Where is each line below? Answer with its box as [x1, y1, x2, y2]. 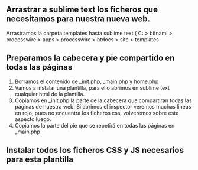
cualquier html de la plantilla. [14, 90, 85, 97]
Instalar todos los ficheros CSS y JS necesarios [6, 145, 184, 155]
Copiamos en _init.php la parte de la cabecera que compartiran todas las [14, 97, 192, 104]
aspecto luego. [14, 115, 51, 123]
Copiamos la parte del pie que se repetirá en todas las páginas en [14, 122, 175, 129]
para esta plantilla [6, 155, 74, 165]
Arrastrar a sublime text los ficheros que [6, 5, 158, 15]
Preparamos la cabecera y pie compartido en [6, 53, 175, 63]
